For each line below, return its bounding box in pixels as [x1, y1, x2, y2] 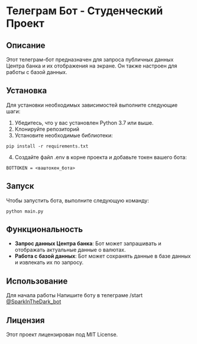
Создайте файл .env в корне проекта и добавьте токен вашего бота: [14, 153, 188, 160]
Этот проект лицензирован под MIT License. [6, 331, 118, 338]
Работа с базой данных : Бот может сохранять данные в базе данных [14, 253, 191, 260]
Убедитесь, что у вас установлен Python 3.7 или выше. [14, 119, 154, 126]
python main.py [6, 208, 44, 214]
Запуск [6, 181, 34, 191]
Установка [6, 86, 47, 96]
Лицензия [6, 315, 45, 325]
